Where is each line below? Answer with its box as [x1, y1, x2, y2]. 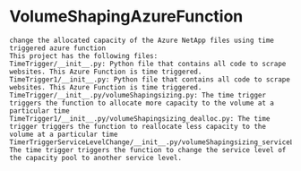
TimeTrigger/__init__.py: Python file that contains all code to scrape [9, 59, 287, 68]
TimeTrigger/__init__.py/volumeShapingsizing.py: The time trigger [9, 90, 267, 99]
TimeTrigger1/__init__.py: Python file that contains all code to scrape [9, 74, 291, 84]
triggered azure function [9, 43, 106, 53]
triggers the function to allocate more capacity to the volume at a [9, 98, 275, 107]
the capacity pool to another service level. [9, 153, 182, 162]
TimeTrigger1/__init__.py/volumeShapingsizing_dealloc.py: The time [9, 114, 271, 123]
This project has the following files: [9, 51, 159, 60]
